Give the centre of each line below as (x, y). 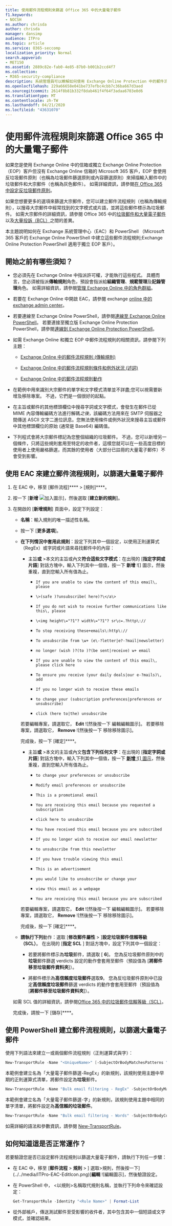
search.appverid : (24, 58)
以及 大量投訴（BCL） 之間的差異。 (41, 220)
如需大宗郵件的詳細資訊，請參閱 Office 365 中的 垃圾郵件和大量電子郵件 (91, 214)
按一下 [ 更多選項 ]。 (41, 531)
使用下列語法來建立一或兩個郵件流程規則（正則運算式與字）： (69, 1053)
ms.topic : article (25, 43)
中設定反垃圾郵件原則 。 (30, 190)
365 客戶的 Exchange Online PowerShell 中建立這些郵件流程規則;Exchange (84, 237)
